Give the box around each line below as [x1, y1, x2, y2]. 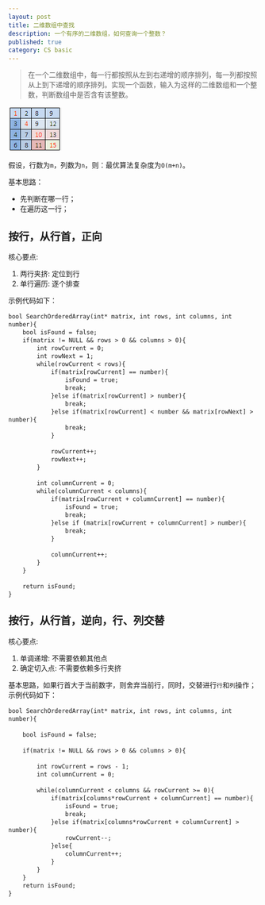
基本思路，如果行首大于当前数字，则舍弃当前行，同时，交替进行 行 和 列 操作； [8, 680, 256, 690]
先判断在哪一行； [19, 194, 76, 204]
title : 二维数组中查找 [8, 21, 75, 29]
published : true [8, 38, 62, 46]
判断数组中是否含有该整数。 [41, 90, 132, 99]
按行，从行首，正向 [8, 229, 102, 243]
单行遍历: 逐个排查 [19, 279, 80, 288]
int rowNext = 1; [36, 352, 94, 360]
